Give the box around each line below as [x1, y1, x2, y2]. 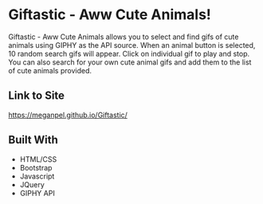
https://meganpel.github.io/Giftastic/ [8, 110, 128, 120]
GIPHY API [19, 188, 56, 198]
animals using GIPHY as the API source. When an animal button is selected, [8, 40, 256, 49]
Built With [8, 133, 58, 147]
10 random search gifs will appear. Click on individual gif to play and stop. [8, 49, 250, 58]
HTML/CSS [19, 154, 57, 164]
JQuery [19, 179, 45, 189]
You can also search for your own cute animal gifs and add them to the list [8, 57, 252, 67]
